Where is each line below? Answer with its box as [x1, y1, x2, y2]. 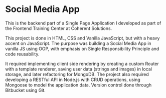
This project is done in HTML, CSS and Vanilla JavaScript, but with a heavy [5, 35, 160, 41]
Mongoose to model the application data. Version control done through [5, 81, 152, 88]
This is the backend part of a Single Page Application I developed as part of [5, 20, 161, 26]
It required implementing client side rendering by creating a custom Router [5, 60, 159, 66]
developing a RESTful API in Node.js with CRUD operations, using [5, 76, 140, 82]
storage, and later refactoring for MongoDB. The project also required [5, 71, 149, 77]
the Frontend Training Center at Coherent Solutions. [5, 25, 112, 31]
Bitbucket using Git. [5, 87, 46, 93]
